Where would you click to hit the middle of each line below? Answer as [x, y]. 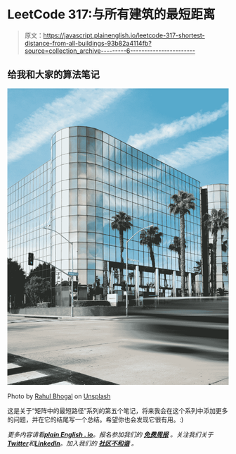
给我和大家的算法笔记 [53, 75]
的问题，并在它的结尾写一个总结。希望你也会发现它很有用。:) [96, 419]
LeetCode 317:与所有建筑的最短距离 [111, 14]
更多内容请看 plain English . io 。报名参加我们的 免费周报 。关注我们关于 [110, 434]
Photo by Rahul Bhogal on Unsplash [59, 396]
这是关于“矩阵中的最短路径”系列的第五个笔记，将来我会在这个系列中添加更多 [118, 410]
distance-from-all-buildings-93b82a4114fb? [88, 43]
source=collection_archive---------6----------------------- [110, 51]
